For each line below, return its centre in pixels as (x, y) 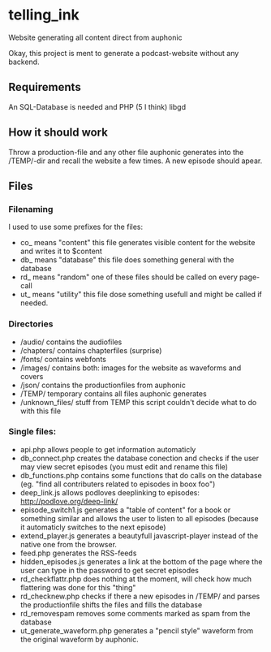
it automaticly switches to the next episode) (93, 527)
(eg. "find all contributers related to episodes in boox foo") (118, 484)
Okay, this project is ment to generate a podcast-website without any (124, 53)
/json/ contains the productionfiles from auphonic (103, 385)
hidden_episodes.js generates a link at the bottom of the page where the (141, 561)
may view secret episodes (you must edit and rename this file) (124, 466)
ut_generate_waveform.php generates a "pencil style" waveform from (137, 630)
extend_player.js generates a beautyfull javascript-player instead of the (139, 535)
